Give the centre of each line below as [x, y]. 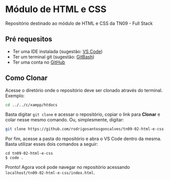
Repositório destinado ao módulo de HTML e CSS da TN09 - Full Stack [79, 23]
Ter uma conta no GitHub [39, 62]
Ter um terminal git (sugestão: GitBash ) [53, 57]
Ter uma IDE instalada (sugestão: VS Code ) [57, 51]
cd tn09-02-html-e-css [29, 153]
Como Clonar [27, 78]
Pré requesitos [29, 39]
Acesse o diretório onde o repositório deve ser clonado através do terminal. [84, 90]
